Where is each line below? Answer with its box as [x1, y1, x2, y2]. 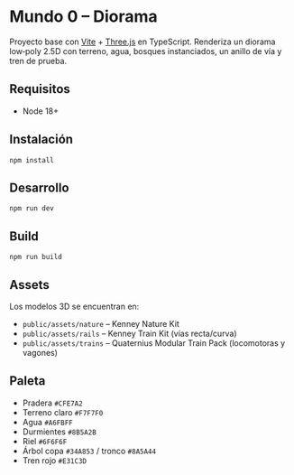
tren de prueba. [9, 55, 68, 66]
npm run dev [9, 204, 54, 213]
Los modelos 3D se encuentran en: [9, 301, 140, 312]
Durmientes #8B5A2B [22, 426, 96, 437]
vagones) [22, 348, 59, 358]
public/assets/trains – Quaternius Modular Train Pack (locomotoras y [22, 338, 286, 349]
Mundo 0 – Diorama [9, 6, 158, 27]
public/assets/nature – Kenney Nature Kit [22, 319, 180, 329]
